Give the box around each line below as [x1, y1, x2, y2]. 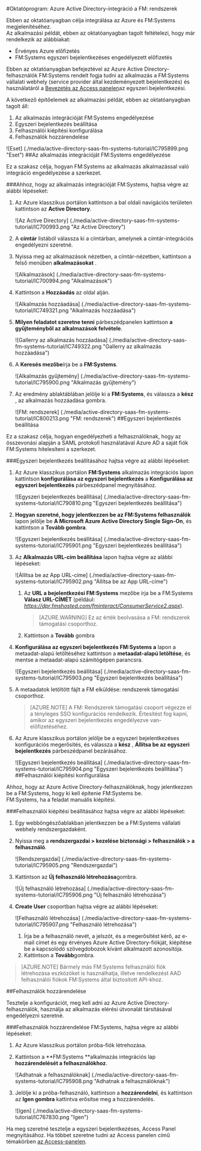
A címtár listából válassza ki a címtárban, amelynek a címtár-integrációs [14, 235, 194, 242]
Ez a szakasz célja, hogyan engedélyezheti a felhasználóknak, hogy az [6, 433, 181, 440]
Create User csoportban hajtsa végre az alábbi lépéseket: [14, 903, 158, 910]
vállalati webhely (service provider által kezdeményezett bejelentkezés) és [6, 78, 190, 85]
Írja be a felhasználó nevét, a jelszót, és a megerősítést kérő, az [23, 933, 181, 939]
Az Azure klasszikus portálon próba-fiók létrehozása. [14, 1042, 147, 1048]
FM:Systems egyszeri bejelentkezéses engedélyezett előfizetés [14, 54, 173, 61]
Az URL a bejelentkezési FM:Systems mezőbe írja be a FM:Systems [23, 590, 193, 596]
